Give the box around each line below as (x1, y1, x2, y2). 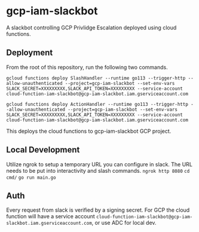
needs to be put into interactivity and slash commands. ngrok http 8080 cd (6, 167, 190, 174)
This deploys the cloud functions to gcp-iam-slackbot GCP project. (6, 127, 172, 135)
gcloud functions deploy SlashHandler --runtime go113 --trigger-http (6, 75, 186, 81)
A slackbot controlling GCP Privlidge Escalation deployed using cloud (6, 24, 177, 31)
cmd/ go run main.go (6, 175, 56, 181)
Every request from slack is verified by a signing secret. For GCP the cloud (6, 206, 190, 213)
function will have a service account (6, 213, 96, 220)
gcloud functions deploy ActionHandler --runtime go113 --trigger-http (6, 101, 188, 107)
